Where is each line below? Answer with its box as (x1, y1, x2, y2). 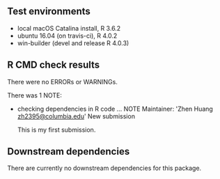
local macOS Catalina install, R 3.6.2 (17, 24, 121, 32)
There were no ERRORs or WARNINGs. (7, 77, 118, 86)
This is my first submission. (17, 125, 96, 134)
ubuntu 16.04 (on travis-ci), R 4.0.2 (17, 31, 118, 40)
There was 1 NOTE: (7, 91, 63, 100)
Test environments (7, 6, 91, 17)
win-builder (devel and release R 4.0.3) (17, 38, 129, 47)
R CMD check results (7, 59, 100, 71)
